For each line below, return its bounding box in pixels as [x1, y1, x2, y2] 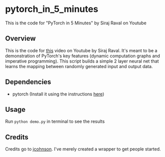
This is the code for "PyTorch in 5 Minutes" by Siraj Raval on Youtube [5, 20, 147, 26]
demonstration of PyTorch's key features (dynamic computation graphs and [5, 53, 161, 59]
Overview [5, 34, 36, 43]
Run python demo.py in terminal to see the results [5, 118, 105, 125]
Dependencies [5, 78, 51, 86]
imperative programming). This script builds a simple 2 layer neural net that [5, 58, 159, 64]
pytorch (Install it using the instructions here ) [12, 91, 104, 97]
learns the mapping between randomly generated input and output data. [5, 63, 153, 69]
